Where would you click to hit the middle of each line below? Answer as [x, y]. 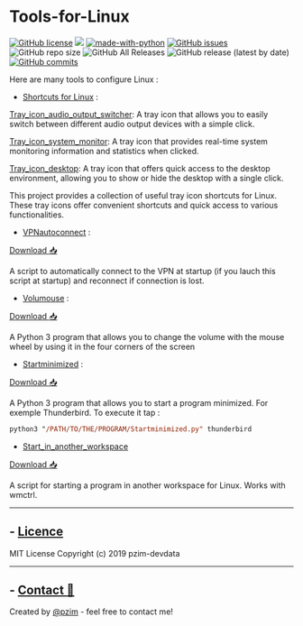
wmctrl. [23, 494]
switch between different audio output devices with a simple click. [132, 124]
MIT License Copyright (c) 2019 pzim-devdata [95, 553]
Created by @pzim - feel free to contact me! [92, 612]
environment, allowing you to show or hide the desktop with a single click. [147, 178]
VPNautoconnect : [56, 232]
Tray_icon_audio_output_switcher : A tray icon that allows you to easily [139, 114]
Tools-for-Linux [69, 17]
